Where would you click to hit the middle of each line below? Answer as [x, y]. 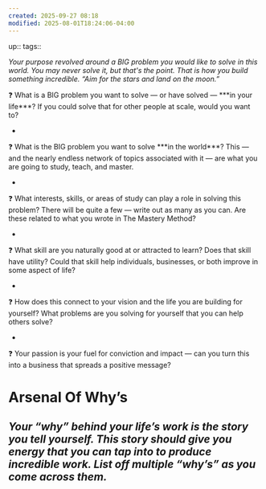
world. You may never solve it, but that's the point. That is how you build [128, 70]
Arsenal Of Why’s [68, 397]
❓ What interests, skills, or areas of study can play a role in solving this [125, 198]
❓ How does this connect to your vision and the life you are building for [125, 301]
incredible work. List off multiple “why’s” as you [132, 465]
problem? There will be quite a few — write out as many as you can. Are [127, 210]
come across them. [58, 477]
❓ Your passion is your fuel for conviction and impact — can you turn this [129, 353]
